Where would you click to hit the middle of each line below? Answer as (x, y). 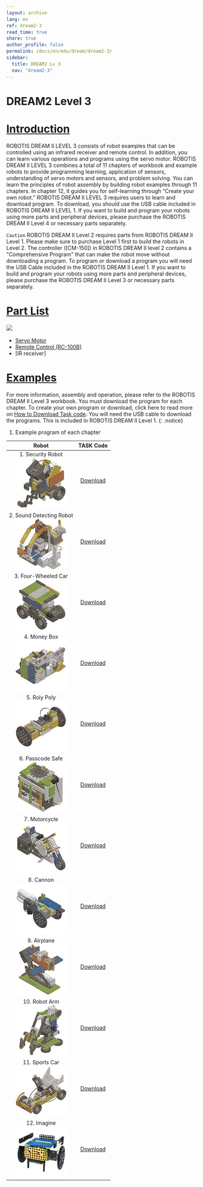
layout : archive (27, 13)
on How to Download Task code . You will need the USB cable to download (99, 414)
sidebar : (17, 58)
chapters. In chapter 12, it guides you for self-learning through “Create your (101, 191)
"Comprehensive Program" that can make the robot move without (88, 254)
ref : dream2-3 (24, 25)
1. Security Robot (41, 455)
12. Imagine (41, 1123)
